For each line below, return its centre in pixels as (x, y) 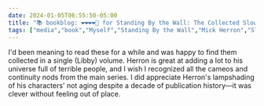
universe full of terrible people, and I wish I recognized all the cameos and (128, 69)
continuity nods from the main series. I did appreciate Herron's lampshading (132, 77)
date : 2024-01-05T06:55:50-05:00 (63, 15)
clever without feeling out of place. (64, 94)
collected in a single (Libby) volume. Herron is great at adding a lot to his (126, 60)
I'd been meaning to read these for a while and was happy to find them (123, 53)
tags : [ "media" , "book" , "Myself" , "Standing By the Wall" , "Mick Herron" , (128, 30)
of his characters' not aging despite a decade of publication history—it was (130, 86)
